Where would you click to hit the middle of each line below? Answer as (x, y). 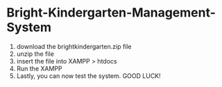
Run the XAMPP (39, 68)
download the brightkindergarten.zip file (74, 46)
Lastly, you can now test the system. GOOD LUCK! (88, 76)
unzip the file (35, 54)
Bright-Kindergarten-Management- (111, 13)
